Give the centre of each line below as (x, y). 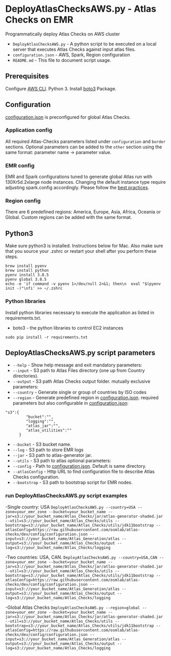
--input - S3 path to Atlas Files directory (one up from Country (79, 370)
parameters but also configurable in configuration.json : (70, 403)
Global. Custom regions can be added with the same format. (69, 217)
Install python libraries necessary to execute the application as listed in (80, 312)
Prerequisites (27, 76)
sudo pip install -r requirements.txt (46, 337)
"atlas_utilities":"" (49, 430)
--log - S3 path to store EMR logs (48, 450)
